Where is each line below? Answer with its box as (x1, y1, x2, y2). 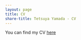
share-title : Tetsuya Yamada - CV (5, 16, 77, 21)
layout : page (5, 7, 32, 12)
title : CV (5, 12, 26, 17)
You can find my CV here (5, 30, 56, 36)
